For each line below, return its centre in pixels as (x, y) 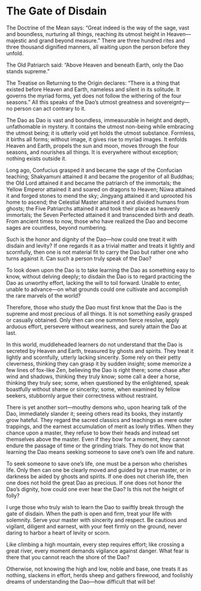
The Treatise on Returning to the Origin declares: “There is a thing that (93, 83)
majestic (17, 40)
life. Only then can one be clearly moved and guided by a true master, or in (98, 470)
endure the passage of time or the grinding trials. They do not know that (95, 446)
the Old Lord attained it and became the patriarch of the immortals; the (94, 183)
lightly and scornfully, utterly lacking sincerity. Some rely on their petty (94, 357)
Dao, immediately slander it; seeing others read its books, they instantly (94, 414)
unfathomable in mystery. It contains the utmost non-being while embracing (100, 126)
